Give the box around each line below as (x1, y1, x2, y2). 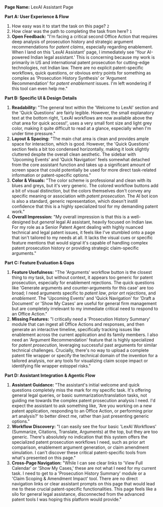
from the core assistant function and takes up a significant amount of (11, 162, 151, 168)
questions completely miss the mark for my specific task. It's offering (11, 387, 151, 393)
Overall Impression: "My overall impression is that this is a (11, 214, 130, 219)
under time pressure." (11, 131, 56, 136)
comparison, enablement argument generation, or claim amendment (11, 444, 149, 450)
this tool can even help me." (11, 86, 68, 91)
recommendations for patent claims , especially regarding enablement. (11, 44, 153, 49)
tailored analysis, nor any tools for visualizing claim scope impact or (11, 358, 148, 363)
